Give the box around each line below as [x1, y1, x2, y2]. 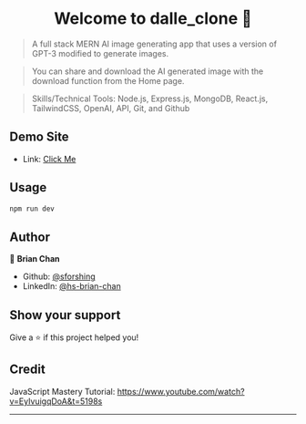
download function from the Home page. [31, 75, 185, 86]
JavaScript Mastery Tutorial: [9, 386, 116, 397]
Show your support [9, 307, 121, 323]
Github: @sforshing [22, 271, 96, 282]
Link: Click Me [22, 153, 76, 164]
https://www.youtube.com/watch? [117, 386, 245, 397]
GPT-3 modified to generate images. [31, 47, 169, 58]
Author [9, 229, 50, 244]
